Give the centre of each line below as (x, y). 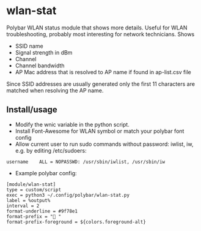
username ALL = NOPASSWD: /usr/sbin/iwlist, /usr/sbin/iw (86, 162)
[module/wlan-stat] (31, 184)
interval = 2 (23, 206)
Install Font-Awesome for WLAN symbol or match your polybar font (100, 131)
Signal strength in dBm (44, 52)
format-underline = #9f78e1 (42, 211)
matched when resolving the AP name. (55, 90)
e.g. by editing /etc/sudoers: (51, 150)
